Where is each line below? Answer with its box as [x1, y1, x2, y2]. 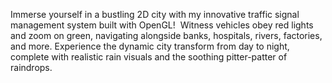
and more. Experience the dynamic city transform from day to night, [10, 40, 290, 52]
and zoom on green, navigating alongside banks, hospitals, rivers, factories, [10, 30, 323, 41]
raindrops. [10, 62, 53, 73]
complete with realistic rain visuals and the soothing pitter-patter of [10, 51, 288, 63]
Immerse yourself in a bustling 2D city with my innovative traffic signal [10, 9, 300, 20]
